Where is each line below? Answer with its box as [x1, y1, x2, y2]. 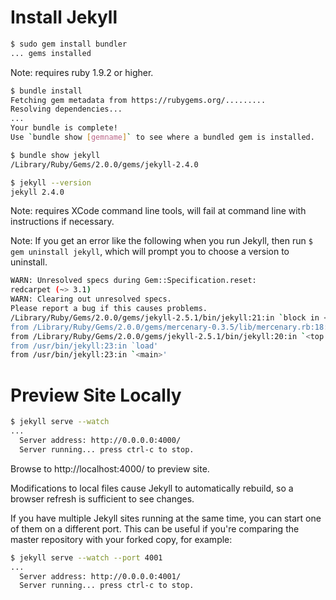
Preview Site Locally [10, 384, 182, 406]
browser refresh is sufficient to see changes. [10, 492, 195, 505]
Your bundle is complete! [10, 123, 118, 133]
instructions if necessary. [10, 216, 115, 228]
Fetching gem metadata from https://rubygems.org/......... [10, 95, 267, 105]
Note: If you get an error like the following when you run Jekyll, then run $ [10, 235, 313, 247]
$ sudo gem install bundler [10, 39, 128, 49]
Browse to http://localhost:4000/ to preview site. [10, 462, 210, 475]
